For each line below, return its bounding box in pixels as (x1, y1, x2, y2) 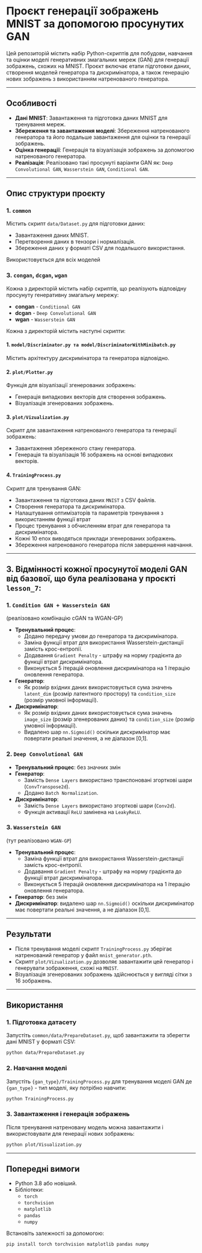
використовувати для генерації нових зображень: (6, 1130, 135, 1137)
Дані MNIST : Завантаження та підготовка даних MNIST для (14, 114, 168, 121)
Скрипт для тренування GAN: (6, 485, 82, 492)
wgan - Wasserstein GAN (14, 316, 75, 323)
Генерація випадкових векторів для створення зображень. (14, 393, 167, 400)
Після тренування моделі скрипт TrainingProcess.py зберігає (14, 945, 173, 952)
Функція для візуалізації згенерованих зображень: (6, 382, 136, 389)
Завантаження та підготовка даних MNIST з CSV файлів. (14, 496, 156, 503)
